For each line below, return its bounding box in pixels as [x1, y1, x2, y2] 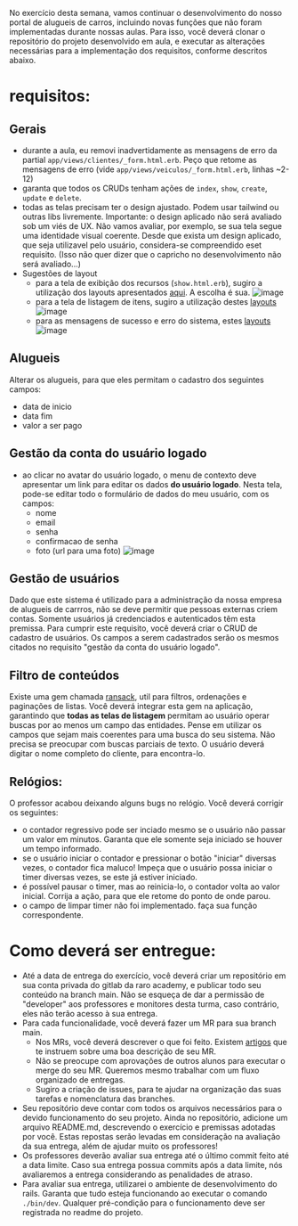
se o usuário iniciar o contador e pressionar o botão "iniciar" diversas [21, 853, 277, 863]
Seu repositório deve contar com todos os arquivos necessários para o [21, 1103, 283, 1113]
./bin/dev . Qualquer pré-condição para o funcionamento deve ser [21, 1197, 265, 1208]
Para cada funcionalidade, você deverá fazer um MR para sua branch [21, 1018, 278, 1028]
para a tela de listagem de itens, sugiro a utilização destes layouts [35, 297, 278, 306]
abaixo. [9, 55, 36, 65]
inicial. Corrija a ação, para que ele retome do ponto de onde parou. [21, 891, 271, 902]
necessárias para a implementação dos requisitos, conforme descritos [9, 45, 268, 56]
